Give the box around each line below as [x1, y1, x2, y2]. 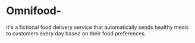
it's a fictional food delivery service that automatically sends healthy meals [6, 24, 189, 31]
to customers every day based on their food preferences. [6, 29, 146, 37]
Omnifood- [6, 4, 61, 18]
